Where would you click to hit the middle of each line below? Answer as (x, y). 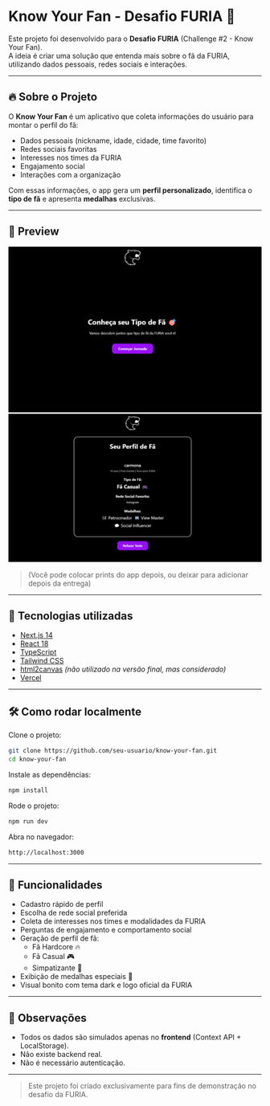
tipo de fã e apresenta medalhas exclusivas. (82, 198)
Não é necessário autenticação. (73, 1063)
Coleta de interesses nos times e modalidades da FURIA (113, 921)
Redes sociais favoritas (58, 149)
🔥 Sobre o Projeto (53, 97)
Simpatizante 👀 (57, 968)
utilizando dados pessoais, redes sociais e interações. (98, 64)
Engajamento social (53, 166)
